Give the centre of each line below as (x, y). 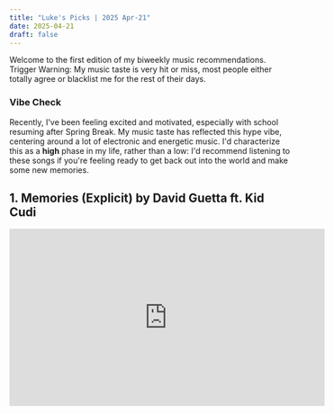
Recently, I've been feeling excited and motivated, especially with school (144, 121)
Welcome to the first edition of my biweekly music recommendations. (138, 60)
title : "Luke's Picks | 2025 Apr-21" (80, 18)
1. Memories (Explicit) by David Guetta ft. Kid (137, 198)
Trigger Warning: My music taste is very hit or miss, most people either (141, 69)
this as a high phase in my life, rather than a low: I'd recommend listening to (150, 150)
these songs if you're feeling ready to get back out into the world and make (149, 160)
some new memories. (50, 170)
